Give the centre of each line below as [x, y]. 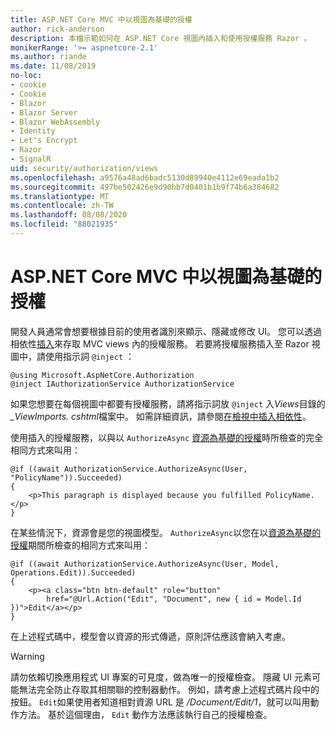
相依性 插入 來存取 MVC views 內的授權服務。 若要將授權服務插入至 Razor [160, 343]
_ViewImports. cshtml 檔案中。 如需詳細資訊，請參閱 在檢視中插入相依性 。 [161, 416]
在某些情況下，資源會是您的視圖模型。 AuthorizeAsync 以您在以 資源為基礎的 [166, 532]
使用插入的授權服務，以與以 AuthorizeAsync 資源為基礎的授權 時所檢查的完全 [167, 437]
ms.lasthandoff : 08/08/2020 [69, 215]
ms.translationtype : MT [60, 196]
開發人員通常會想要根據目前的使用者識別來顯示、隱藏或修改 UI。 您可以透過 [166, 331]
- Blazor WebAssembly [55, 122]
